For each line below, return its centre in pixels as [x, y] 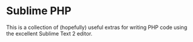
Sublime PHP [39, 11]
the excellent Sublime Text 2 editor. [49, 33]
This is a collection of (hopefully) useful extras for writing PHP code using [97, 27]
